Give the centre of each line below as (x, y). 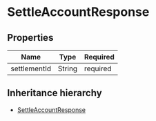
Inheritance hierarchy (55, 93)
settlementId (31, 68)
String (68, 68)
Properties (30, 38)
